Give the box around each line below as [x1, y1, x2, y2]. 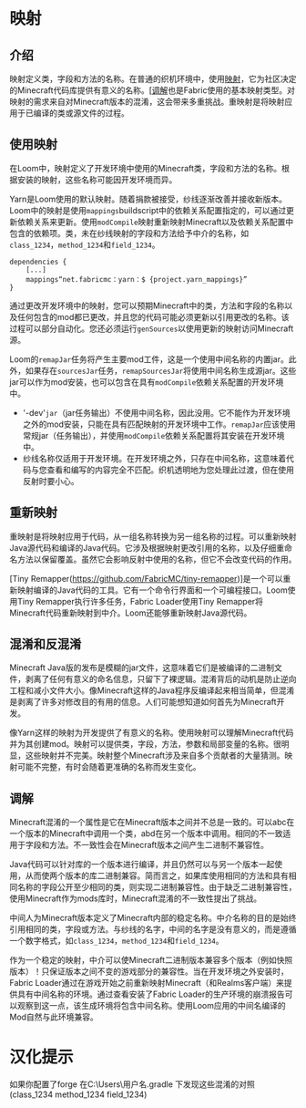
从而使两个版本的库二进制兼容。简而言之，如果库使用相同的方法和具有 [25, 870, 289, 881]
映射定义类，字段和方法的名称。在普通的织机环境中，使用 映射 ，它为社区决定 [9, 74, 297, 84]
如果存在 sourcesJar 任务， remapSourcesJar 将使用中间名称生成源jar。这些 [25, 365, 297, 376]
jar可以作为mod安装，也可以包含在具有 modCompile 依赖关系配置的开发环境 [9, 376, 284, 388]
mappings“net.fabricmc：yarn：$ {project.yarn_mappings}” [25, 274, 248, 284]
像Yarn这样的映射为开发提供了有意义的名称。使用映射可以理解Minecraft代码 [9, 727, 294, 739]
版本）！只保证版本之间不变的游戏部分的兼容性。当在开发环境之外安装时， [9, 966, 289, 977]
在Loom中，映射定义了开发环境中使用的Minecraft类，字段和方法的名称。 [9, 162, 282, 173]
